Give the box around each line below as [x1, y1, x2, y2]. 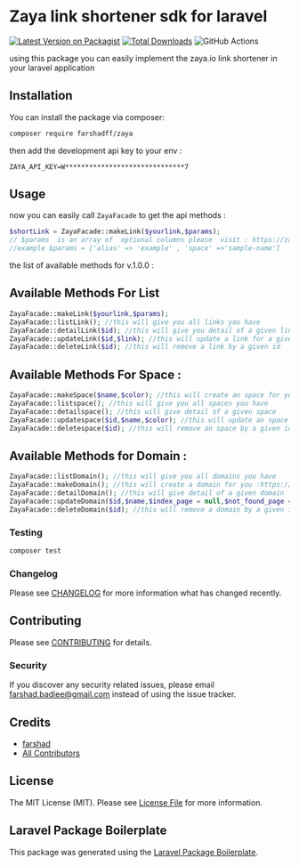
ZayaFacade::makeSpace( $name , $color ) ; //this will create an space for [9, 391, 280, 400]
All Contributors [21, 748, 80, 758]
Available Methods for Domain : [9, 448, 188, 464]
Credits [9, 715, 52, 730]
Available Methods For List [9, 286, 160, 301]
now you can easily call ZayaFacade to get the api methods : [9, 210, 227, 221]
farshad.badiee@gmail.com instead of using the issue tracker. [9, 689, 237, 700]
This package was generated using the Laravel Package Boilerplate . [9, 846, 259, 857]
